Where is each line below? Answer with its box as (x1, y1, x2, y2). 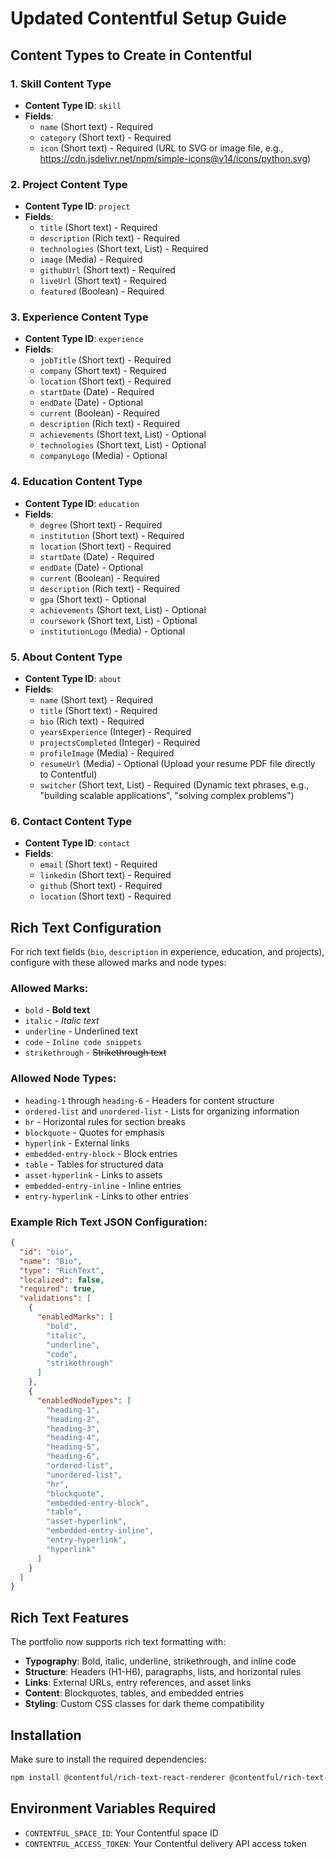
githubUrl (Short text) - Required (39, 264, 176, 276)
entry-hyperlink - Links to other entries (24, 1190, 189, 1202)
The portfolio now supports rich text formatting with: (10, 1636, 227, 1648)
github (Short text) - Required (39, 880, 163, 892)
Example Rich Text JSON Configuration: (10, 1215, 208, 1229)
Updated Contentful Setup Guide (10, 7, 287, 30)
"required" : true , (19, 1284, 97, 1294)
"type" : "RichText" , (19, 1265, 105, 1276)
